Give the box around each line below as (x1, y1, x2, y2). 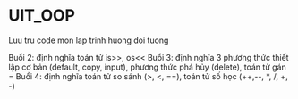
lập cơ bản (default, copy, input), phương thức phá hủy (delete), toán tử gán (8, 62, 287, 72)
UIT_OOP (8, 5, 75, 26)
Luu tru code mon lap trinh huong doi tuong (8, 35, 169, 45)
